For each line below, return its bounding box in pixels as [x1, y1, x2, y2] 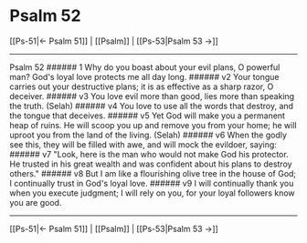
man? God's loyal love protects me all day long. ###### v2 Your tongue [9, 71, 281, 82]
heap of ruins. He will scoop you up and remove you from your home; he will [9, 119, 297, 130]
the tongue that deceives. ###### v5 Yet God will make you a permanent [9, 110, 286, 121]
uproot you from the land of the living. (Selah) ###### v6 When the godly [9, 129, 288, 140]
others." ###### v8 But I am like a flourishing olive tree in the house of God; [9, 167, 297, 178]
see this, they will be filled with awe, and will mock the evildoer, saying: [9, 138, 277, 150]
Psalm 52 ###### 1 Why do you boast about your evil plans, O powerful [9, 61, 281, 73]
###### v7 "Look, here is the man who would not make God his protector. [9, 148, 290, 159]
